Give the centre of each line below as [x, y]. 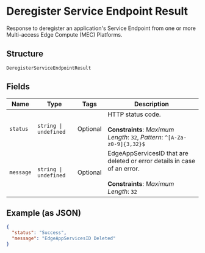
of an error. [124, 168]
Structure [25, 54]
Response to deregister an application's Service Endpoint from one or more [101, 28]
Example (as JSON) [44, 213]
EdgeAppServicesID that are [148, 153]
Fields [18, 87]
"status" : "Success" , [39, 233]
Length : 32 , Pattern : [135, 137]
